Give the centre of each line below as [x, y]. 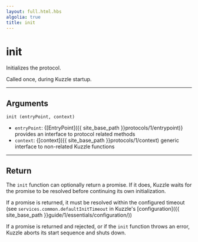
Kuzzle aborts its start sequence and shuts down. [66, 233]
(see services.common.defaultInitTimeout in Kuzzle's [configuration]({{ [93, 208]
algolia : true [24, 17]
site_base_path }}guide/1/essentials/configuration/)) [69, 215]
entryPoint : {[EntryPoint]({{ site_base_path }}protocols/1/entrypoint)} [99, 128]
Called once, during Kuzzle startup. [49, 79]
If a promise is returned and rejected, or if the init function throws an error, [98, 226]
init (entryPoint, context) [41, 117]
